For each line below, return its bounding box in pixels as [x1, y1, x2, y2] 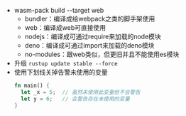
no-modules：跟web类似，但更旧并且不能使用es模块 [24, 50, 180, 58]
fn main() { [13, 82, 50, 89]
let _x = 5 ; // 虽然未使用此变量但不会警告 [21, 88, 141, 95]
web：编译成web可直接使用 [24, 23, 106, 31]
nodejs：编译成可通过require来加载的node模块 [24, 32, 161, 41]
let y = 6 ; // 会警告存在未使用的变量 [21, 95, 130, 102]
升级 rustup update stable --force [13, 59, 119, 67]
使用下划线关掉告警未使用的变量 [13, 68, 108, 76]
